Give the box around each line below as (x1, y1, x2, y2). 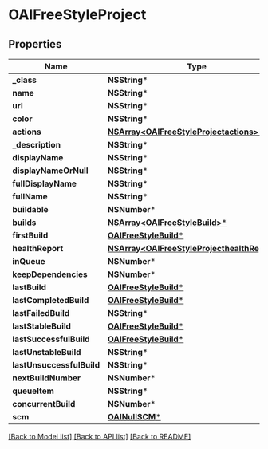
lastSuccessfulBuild (12, 333, 90, 345)
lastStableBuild (12, 321, 72, 332)
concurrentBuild (12, 399, 76, 409)
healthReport (12, 243, 64, 254)
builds (12, 217, 37, 228)
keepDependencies (12, 269, 88, 280)
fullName (12, 191, 48, 202)
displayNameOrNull (12, 165, 89, 176)
